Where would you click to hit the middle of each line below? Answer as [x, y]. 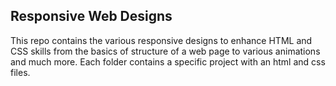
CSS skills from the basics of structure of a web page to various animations [165, 51]
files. [20, 72]
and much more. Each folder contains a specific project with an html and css [168, 61]
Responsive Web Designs [91, 16]
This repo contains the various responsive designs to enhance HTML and [161, 40]
